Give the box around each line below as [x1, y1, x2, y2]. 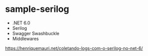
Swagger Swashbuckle [12, 30, 59, 36]
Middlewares [12, 36, 39, 42]
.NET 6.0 [12, 20, 31, 26]
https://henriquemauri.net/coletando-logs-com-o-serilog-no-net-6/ [5, 45, 143, 51]
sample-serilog [5, 3, 69, 15]
